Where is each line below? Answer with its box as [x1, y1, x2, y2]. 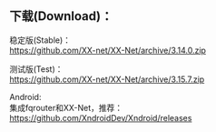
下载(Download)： [9, 8, 113, 25]
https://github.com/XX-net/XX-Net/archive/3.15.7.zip [9, 74, 205, 85]
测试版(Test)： [9, 63, 64, 75]
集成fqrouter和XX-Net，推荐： [9, 102, 123, 113]
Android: [9, 91, 42, 102]
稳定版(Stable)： [9, 35, 71, 46]
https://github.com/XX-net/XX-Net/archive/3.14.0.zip [9, 45, 207, 56]
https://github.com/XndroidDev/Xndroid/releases [9, 112, 192, 123]
